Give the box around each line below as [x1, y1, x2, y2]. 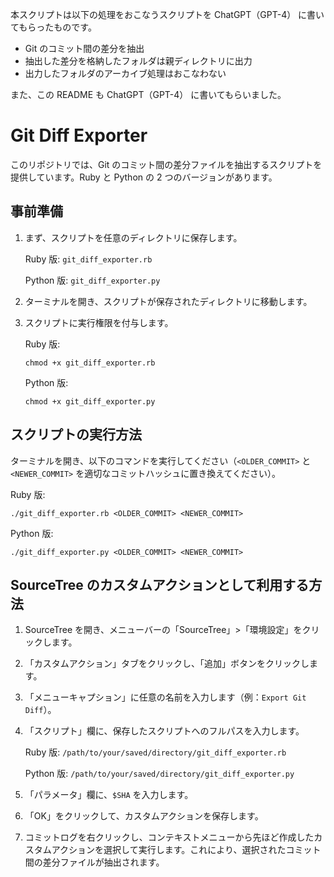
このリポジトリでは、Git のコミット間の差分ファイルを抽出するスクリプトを [10, 158, 323, 170]
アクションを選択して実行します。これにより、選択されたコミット [51, 844, 322, 856]
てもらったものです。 [10, 21, 97, 33]
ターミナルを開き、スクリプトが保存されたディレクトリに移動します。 [24, 295, 313, 307]
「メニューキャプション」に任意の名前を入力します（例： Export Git [24, 691, 307, 703]
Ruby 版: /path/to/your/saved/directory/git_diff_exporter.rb [24, 746, 287, 758]
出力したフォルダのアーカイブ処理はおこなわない [24, 68, 227, 79]
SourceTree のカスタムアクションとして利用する [10, 576, 310, 593]
